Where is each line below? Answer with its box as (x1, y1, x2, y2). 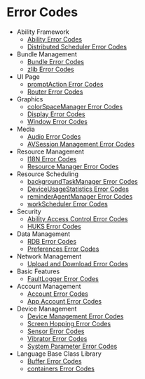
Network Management (16, 251, 82, 261)
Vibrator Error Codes (27, 334, 88, 342)
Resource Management (16, 147, 85, 156)
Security (16, 207, 41, 216)
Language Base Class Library (16, 349, 102, 358)
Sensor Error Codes (27, 327, 85, 335)
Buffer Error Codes (27, 356, 82, 365)
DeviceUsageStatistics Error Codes (27, 185, 129, 193)
